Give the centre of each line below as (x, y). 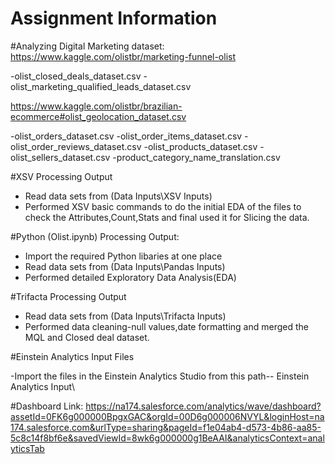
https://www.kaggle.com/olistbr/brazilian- (96, 106)
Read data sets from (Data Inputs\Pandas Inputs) (125, 266)
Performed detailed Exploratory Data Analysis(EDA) (130, 277)
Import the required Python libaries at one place (123, 256)
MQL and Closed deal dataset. (87, 337)
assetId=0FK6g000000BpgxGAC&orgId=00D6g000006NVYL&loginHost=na (167, 416)
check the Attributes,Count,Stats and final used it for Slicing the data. (167, 217)
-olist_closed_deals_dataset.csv (76, 76)
